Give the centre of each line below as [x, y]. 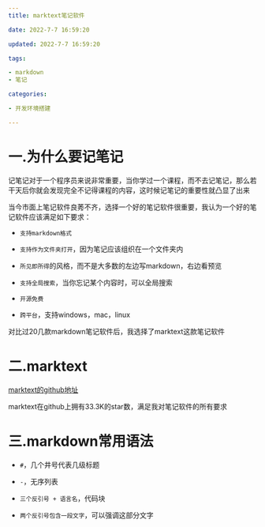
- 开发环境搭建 [30, 108]
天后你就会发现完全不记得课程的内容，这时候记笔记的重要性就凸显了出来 [132, 190]
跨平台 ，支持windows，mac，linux [75, 314]
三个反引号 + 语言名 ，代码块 [62, 498]
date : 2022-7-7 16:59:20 [49, 30]
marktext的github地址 [43, 390]
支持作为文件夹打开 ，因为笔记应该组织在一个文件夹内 [101, 249]
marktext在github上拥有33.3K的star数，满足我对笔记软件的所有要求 [118, 406]
